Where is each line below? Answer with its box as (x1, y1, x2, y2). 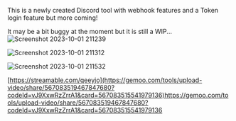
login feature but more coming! (7, 13, 98, 22)
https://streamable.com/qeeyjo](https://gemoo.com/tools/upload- (9, 76, 203, 84)
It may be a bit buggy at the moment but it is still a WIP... (7, 28, 173, 35)
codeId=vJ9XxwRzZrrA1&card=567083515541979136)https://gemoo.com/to (7, 91, 229, 99)
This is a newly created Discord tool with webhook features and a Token (7, 6, 219, 14)
